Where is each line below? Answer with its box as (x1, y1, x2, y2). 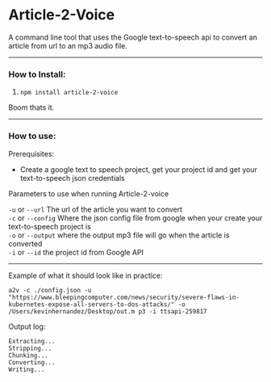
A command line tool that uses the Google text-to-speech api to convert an (8, 32, 258, 42)
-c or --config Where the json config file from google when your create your (8, 212, 263, 223)
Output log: (8, 321, 46, 331)
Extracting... (8, 337, 56, 345)
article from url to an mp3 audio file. (8, 40, 127, 50)
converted (8, 238, 43, 248)
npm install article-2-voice (19, 89, 119, 97)
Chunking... (8, 351, 48, 359)
